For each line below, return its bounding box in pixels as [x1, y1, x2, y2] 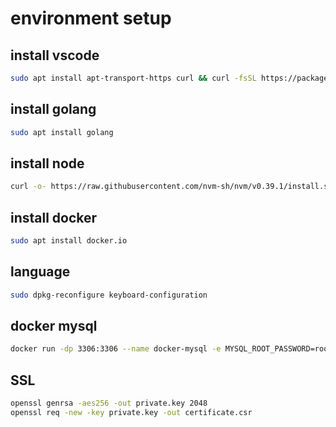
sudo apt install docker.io [10, 236, 128, 246]
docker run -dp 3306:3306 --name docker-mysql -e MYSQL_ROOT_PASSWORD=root [10, 344, 333, 354]
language [10, 263, 71, 281]
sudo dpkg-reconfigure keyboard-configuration [10, 290, 208, 300]
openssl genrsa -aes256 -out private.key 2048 [10, 398, 208, 409]
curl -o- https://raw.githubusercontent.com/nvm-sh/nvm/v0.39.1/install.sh [10, 182, 333, 192]
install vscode [10, 47, 100, 64]
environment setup [10, 7, 172, 30]
